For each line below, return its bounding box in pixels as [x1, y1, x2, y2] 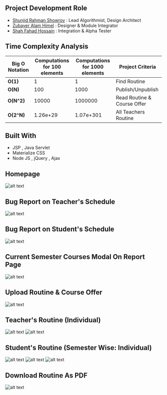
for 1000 [82, 63, 104, 70]
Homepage [5, 169, 40, 178]
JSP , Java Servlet [12, 144, 50, 151]
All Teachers [116, 108, 145, 115]
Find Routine [116, 78, 146, 85]
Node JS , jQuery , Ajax [12, 155, 61, 161]
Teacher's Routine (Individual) [5, 316, 101, 324]
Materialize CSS [12, 150, 46, 156]
